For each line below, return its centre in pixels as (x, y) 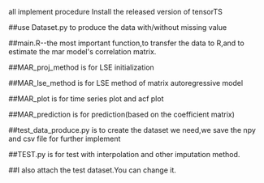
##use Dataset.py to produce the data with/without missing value (118, 27)
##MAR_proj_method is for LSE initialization (81, 67)
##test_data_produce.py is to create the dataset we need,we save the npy (132, 130)
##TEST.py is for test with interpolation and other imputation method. (124, 154)
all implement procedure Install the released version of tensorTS (116, 12)
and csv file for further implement (65, 138)
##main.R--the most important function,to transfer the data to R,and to (127, 43)
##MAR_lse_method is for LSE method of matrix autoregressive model (126, 83)
